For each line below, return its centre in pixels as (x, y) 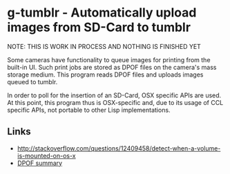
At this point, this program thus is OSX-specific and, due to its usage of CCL (115, 102)
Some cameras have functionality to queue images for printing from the (109, 59)
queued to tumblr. (32, 81)
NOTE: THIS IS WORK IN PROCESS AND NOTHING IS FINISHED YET (104, 46)
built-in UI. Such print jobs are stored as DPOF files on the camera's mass (112, 67)
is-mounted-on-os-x (46, 155)
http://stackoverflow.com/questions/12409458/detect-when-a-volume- (119, 148)
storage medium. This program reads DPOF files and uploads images (105, 75)
